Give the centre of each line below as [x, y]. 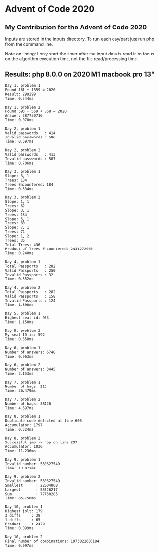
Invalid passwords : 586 [30, 137]
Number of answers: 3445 [30, 369]
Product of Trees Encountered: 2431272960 [49, 249]
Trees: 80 [15, 223]
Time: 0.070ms [20, 120]
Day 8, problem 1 [23, 416]
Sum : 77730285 [31, 494]
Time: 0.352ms [20, 279]
